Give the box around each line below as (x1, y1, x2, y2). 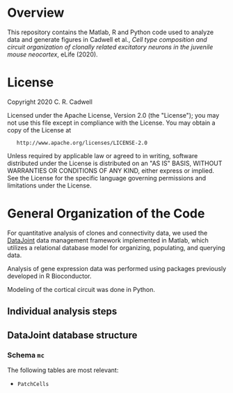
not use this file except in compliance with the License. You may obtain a (7, 118, 216, 127)
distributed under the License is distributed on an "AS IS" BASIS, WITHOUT (7, 159, 223, 167)
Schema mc (7, 350, 45, 360)
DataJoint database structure (7, 329, 138, 341)
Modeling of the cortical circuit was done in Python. (7, 285, 155, 293)
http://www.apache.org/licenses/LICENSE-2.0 (16, 139, 148, 146)
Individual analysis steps (7, 305, 118, 318)
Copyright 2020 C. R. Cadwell (7, 98, 93, 106)
